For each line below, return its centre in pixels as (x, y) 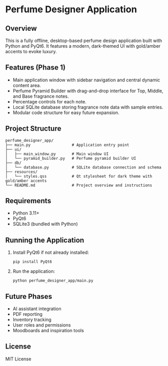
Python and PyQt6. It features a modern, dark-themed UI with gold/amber (83, 46)
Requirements (28, 201)
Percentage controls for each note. (49, 101)
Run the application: (34, 271)
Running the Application (45, 240)
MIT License (18, 359)
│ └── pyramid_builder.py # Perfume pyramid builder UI (71, 158)
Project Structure (33, 129)
